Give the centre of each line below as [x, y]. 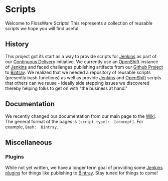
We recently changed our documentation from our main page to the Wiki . [81, 116]
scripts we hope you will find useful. [43, 28]
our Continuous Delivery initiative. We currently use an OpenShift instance [82, 62]
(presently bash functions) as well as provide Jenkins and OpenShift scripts [83, 77]
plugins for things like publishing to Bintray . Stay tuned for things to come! [81, 173]
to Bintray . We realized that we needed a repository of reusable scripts [78, 72]
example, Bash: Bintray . [32, 127]
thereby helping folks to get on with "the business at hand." [66, 88]
